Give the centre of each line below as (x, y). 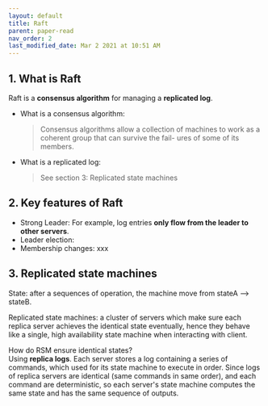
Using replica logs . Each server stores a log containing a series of (118, 358)
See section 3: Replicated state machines (109, 178)
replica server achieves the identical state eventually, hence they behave (129, 326)
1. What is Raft (45, 79)
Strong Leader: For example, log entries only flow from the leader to (134, 222)
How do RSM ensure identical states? (71, 350)
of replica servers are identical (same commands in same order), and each (132, 375)
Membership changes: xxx (64, 248)
